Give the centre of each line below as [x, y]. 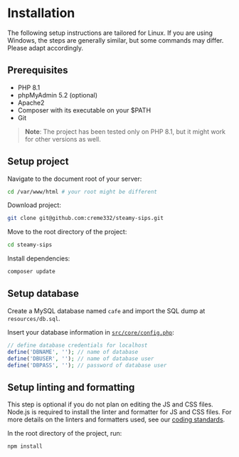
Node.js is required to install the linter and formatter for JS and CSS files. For [119, 412]
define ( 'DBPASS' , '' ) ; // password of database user [87, 365]
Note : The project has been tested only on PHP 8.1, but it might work [125, 131]
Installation [41, 13]
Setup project [38, 162]
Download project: [34, 205]
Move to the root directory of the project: [67, 232]
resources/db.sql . [34, 318]
